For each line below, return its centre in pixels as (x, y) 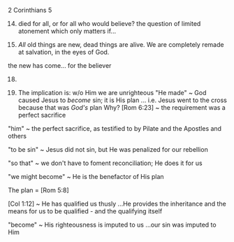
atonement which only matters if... (67, 31)
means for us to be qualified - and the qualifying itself (85, 211)
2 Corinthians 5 (30, 10)
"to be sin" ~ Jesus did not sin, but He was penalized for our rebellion (108, 149)
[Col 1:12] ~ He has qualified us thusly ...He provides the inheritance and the (117, 204)
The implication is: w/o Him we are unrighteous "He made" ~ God (112, 93)
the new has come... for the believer (60, 65)
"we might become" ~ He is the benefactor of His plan (86, 177)
